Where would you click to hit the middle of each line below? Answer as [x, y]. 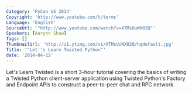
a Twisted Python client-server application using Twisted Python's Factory [96, 78]
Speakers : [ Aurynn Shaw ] [36, 33]
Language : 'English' [31, 22]
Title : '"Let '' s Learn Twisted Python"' [56, 50]
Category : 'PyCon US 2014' [39, 11]
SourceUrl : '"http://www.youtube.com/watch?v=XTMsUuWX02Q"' [81, 28]
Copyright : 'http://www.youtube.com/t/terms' [62, 17]
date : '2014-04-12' [30, 55]
